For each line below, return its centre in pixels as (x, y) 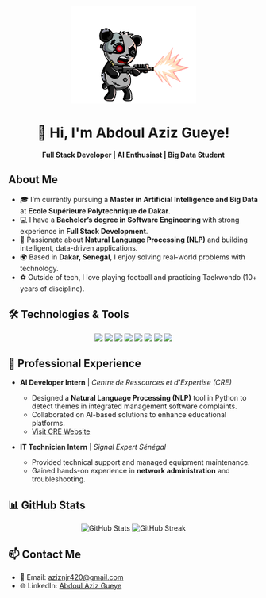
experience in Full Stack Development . (84, 231)
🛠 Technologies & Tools (69, 314)
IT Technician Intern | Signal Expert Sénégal (93, 447)
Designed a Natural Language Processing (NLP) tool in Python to (139, 398)
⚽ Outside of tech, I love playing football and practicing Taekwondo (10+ (139, 277)
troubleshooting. (58, 479)
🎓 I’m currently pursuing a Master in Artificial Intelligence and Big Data (139, 199)
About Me (33, 180)
